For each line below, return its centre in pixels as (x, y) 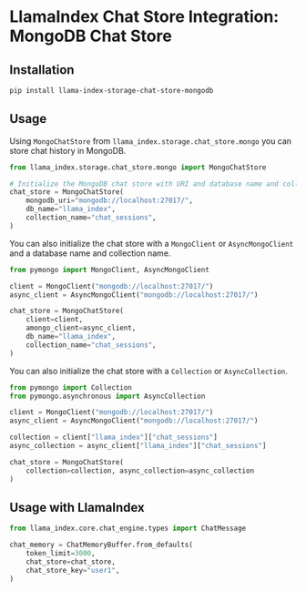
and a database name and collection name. (90, 253)
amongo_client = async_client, (81, 328)
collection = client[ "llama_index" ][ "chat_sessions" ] (114, 438)
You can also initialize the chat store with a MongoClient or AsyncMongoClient (152, 243)
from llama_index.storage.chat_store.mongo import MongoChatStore (138, 167)
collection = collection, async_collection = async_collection (140, 471)
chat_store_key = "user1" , (73, 570)
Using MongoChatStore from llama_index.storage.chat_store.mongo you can (151, 141)
